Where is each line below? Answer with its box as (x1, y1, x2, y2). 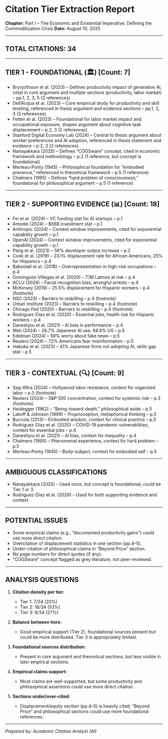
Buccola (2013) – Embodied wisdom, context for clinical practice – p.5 (12, 416, 156, 422)
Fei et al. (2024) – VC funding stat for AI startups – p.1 (12, 216, 122, 222)
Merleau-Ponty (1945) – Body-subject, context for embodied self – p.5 (12, 449, 157, 455)
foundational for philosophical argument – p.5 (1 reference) (12, 180, 133, 186)
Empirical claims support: (12, 668, 67, 674)
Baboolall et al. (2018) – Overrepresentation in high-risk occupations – (12, 263, 156, 269)
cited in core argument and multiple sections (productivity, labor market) (12, 89, 162, 95)
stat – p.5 (12, 349, 31, 355)
